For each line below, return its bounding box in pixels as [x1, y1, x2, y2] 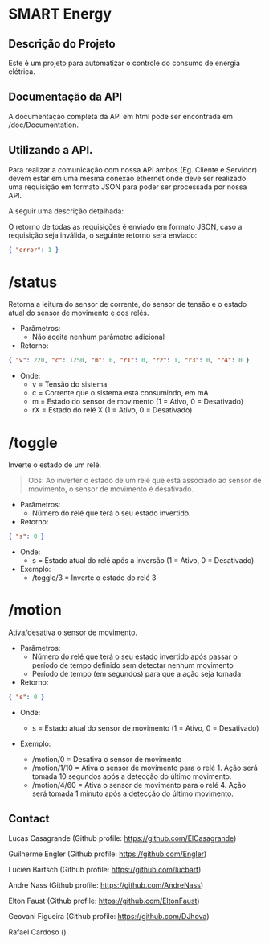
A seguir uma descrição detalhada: [8, 206, 124, 216]
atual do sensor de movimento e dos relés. [8, 308, 149, 318]
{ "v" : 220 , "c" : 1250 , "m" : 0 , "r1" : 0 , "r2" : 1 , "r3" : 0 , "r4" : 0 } [8, 356, 251, 365]
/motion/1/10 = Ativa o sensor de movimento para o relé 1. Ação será [31, 763, 259, 772]
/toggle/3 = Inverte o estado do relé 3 [31, 573, 157, 582]
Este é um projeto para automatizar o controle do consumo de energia [8, 58, 241, 68]
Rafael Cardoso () [8, 927, 67, 937]
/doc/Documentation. [8, 120, 79, 130]
